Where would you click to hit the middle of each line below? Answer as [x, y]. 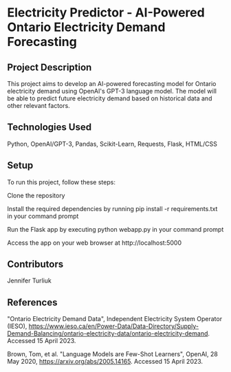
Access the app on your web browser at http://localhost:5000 [95, 243]
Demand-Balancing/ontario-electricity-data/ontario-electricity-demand [108, 333]
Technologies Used [49, 128]
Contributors [35, 264]
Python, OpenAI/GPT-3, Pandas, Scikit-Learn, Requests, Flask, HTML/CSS [112, 144]
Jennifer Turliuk [29, 281]
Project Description [49, 67]
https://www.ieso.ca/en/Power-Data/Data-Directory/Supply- [114, 326]
